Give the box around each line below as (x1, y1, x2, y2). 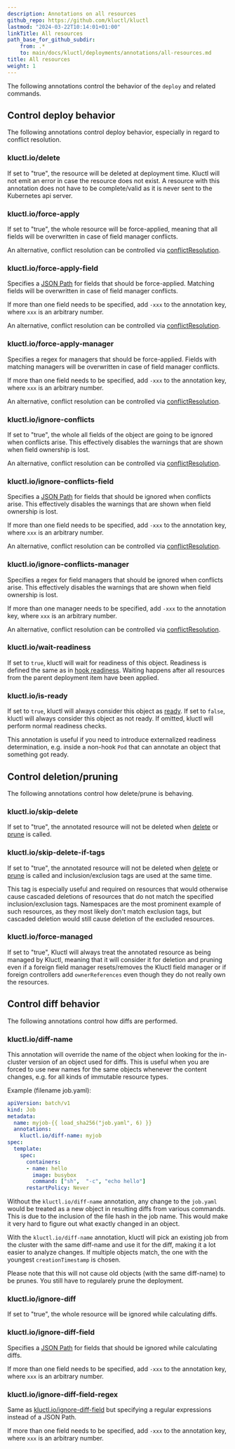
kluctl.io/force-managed (7, 932, 93, 942)
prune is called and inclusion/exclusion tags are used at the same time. (7, 871, 213, 879)
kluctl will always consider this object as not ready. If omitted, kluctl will (7, 714, 214, 723)
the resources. (7, 977, 49, 986)
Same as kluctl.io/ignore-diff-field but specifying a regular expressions (7, 1405, 212, 1414)
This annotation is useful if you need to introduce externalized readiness (7, 735, 216, 744)
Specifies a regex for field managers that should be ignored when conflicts (7, 575, 223, 584)
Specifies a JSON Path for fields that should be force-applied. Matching (7, 279, 215, 288)
